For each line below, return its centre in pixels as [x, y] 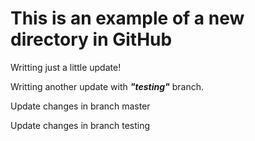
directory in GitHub [91, 39]
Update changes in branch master [80, 106]
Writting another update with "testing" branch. [107, 86]
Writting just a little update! [66, 67]
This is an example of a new [127, 18]
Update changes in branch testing [80, 125]
